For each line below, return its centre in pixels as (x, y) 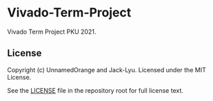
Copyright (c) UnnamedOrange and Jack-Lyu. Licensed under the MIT (107, 69)
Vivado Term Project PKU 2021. (52, 32)
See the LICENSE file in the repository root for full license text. (95, 90)
